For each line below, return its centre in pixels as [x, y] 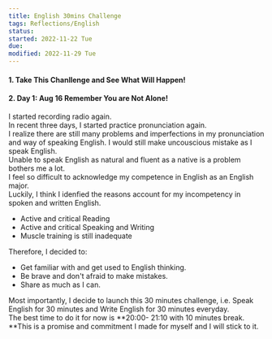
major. [19, 185]
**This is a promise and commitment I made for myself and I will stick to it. [134, 326]
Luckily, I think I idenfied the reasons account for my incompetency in [125, 194]
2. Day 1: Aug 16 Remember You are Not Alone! [89, 98]
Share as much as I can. [60, 285]
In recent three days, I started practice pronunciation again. [108, 125]
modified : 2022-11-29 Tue [52, 54]
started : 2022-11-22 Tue [50, 39]
